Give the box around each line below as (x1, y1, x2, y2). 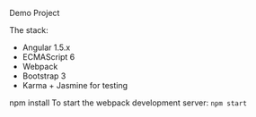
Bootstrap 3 (22, 71, 66, 81)
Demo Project (9, 8, 60, 18)
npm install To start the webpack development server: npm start (9, 97, 247, 108)
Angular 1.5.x (22, 42, 71, 53)
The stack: (9, 25, 49, 35)
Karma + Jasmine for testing (22, 80, 128, 90)
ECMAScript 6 (22, 52, 75, 62)
